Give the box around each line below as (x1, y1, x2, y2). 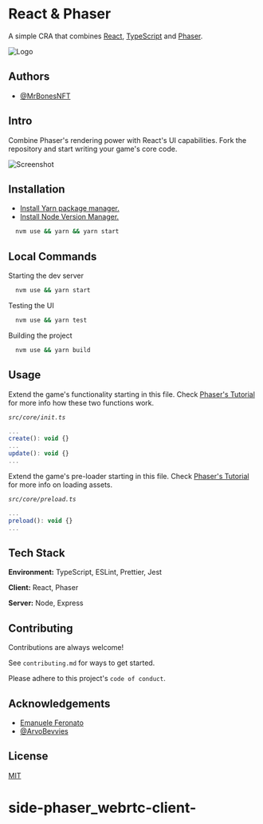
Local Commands (8, 249, 97, 263)
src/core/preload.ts (8, 495, 77, 503)
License (8, 750, 49, 763)
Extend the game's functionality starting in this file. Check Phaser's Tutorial (8, 389, 255, 399)
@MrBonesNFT (19, 91, 71, 101)
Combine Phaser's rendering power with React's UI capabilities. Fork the (8, 135, 247, 145)
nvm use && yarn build (15, 346, 91, 354)
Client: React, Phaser (8, 583, 79, 592)
